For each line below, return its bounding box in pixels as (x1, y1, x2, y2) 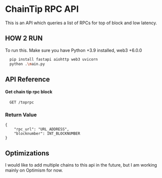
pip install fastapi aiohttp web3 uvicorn (9, 57, 98, 62)
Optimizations (5, 149, 49, 157)
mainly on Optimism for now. (5, 167, 63, 174)
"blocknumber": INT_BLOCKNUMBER (14, 131, 80, 136)
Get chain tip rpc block (5, 89, 53, 95)
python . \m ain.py (9, 61, 45, 66)
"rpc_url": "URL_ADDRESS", (14, 127, 69, 132)
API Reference (5, 75, 50, 84)
